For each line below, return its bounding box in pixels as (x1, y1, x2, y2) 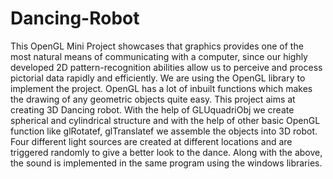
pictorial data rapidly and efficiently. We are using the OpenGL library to (10, 72, 306, 84)
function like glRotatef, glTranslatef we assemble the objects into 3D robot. (10, 125, 318, 137)
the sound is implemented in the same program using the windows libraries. (10, 157, 323, 169)
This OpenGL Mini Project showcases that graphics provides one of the (10, 40, 304, 52)
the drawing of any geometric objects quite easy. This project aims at (10, 93, 296, 105)
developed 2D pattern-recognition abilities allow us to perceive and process (10, 61, 323, 73)
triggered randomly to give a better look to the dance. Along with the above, (10, 146, 323, 158)
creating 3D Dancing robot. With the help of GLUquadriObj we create (10, 103, 295, 116)
